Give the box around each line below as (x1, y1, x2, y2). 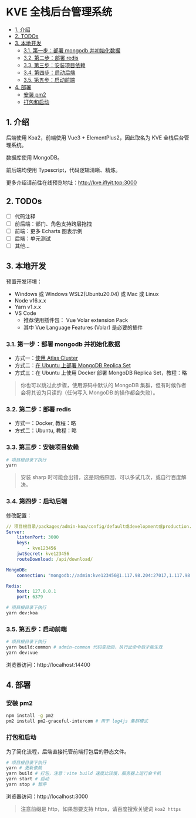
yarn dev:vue (6, 650, 38, 656)
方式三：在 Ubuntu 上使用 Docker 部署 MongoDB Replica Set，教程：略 (14, 369, 187, 376)
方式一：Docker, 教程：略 (14, 420, 76, 427)
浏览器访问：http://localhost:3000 (6, 793, 89, 800)
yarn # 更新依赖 (6, 765, 42, 771)
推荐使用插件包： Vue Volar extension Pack (23, 316, 128, 324)
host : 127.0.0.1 (16, 588, 57, 594)
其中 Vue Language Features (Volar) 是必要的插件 (23, 324, 143, 331)
